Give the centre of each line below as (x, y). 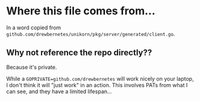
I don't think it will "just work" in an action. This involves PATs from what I (97, 85)
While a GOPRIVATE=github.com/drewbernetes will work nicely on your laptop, (100, 78)
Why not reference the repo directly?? (79, 53)
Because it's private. (32, 67)
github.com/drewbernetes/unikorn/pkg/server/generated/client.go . (91, 33)
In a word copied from (34, 27)
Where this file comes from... (81, 11)
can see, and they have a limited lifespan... (59, 91)
